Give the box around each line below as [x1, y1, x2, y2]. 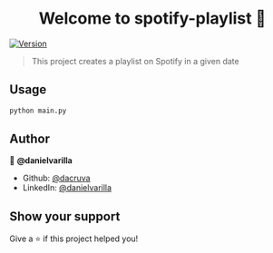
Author [9, 131, 50, 147]
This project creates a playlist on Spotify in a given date [31, 55, 239, 66]
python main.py [9, 106, 67, 115]
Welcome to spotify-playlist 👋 [38, 8, 267, 29]
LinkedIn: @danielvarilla [22, 182, 112, 193]
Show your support [9, 209, 121, 224]
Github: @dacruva [22, 172, 91, 184]
